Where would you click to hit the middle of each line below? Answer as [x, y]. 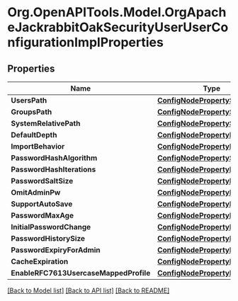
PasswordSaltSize [42, 181]
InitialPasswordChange [51, 227]
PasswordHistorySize [48, 238]
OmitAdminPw [36, 192]
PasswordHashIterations [53, 169]
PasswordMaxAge [42, 215]
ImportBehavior [38, 146]
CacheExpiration [40, 261]
